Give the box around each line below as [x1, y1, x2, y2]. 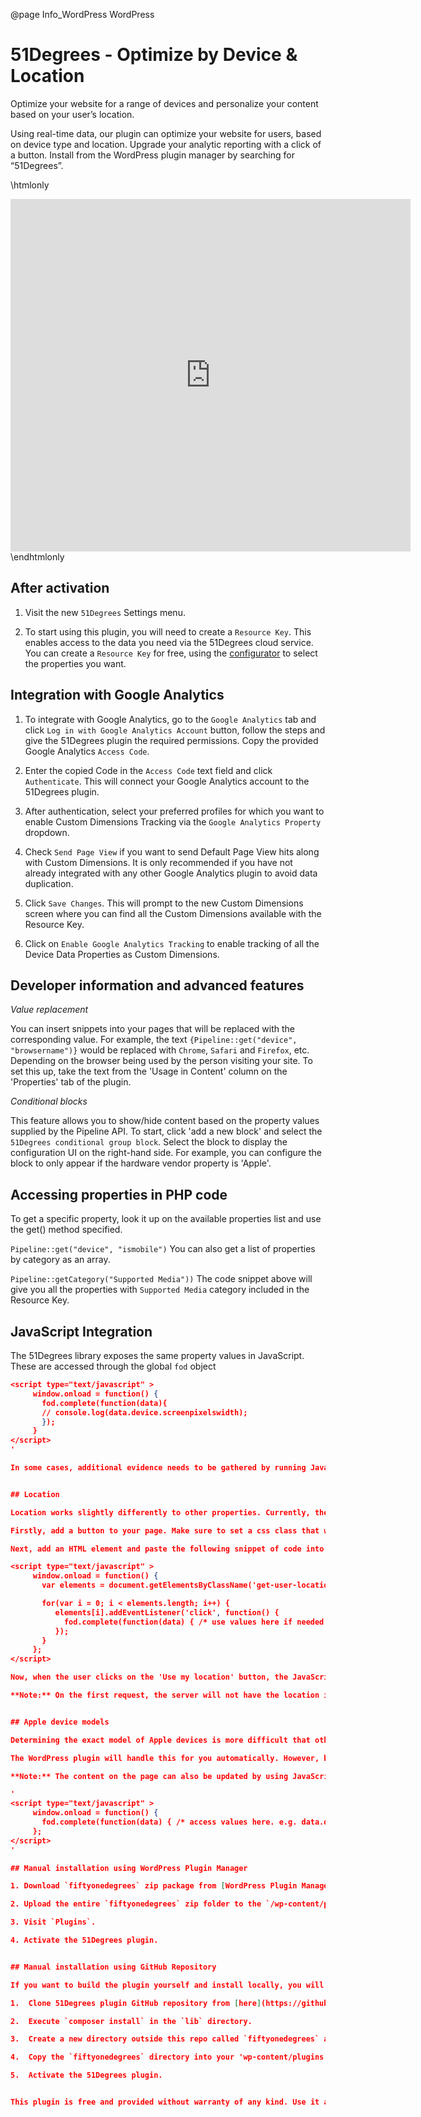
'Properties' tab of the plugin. [10, 1076, 132, 1088]
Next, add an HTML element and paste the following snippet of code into [10, 1544, 325, 1554]
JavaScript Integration [10, 1323, 153, 1340]
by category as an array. [10, 1254, 111, 1266]
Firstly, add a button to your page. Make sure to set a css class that [10, 1525, 320, 1536]
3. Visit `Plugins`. [10, 1917, 97, 1928]
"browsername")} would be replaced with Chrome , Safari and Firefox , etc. [10, 1044, 310, 1056]
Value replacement [10, 1004, 89, 1016]
